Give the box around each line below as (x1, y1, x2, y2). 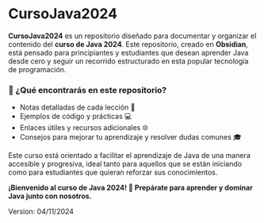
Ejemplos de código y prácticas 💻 (19, 112, 132, 121)
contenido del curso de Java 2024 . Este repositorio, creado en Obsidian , (8, 39, 248, 48)
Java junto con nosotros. (8, 191, 93, 201)
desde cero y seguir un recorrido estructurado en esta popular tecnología (8, 56, 249, 66)
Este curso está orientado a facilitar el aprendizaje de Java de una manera (8, 151, 251, 160)
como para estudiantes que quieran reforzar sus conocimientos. (8, 167, 218, 177)
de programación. (8, 64, 67, 74)
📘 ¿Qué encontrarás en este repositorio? (8, 84, 167, 95)
